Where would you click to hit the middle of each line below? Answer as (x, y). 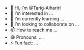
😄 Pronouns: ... (26, 37)
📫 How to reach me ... (34, 30)
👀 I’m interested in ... (32, 13)
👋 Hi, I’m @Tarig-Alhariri (35, 8)
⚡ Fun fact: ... (24, 43)
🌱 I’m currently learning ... (37, 19)
